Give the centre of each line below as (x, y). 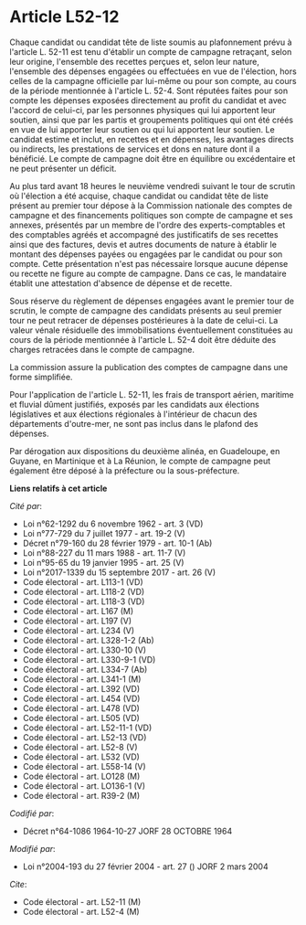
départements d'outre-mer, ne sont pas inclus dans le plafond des (134, 423)
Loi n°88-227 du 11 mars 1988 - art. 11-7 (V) (104, 553)
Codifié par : (32, 813)
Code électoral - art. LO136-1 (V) (84, 786)
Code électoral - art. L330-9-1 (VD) (89, 659)
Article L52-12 (64, 17)
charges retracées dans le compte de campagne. (102, 349)
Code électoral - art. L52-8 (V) (80, 747)
